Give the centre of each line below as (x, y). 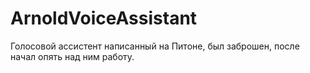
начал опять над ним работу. (72, 56)
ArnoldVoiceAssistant (104, 18)
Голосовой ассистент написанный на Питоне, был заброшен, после (155, 46)
